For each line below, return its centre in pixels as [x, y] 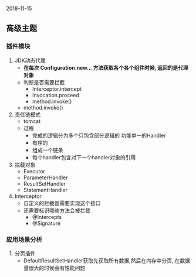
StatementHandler [45, 190]
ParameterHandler [45, 177]
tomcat [32, 121]
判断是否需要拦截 [44, 82]
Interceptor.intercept [57, 89]
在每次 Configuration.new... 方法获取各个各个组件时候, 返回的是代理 [106, 67]
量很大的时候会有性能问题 [54, 268]
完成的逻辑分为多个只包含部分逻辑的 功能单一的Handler [99, 135]
